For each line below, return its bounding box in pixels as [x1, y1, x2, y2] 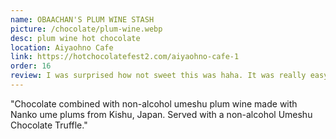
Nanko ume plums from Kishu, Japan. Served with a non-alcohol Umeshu [10, 108, 313, 120]
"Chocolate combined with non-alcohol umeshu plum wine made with [10, 97, 298, 110]
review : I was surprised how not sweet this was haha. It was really [10, 71, 307, 81]
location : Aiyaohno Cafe [10, 42, 114, 53]
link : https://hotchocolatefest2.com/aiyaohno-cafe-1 [10, 52, 240, 62]
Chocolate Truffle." [10, 119, 88, 131]
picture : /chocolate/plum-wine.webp [10, 24, 163, 34]
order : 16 [10, 61, 52, 71]
